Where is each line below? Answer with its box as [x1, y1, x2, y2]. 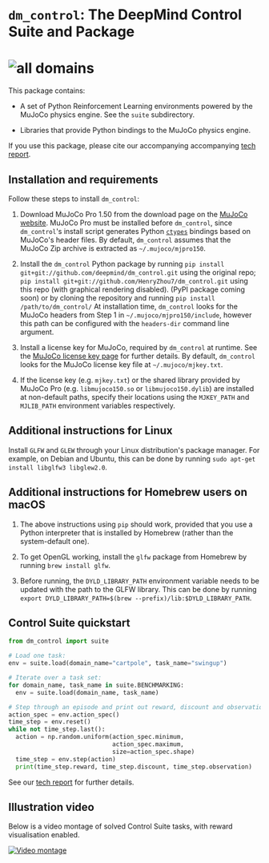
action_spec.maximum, [111, 740, 184, 748]
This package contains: [8, 86, 86, 95]
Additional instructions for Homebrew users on [8, 486, 248, 499]
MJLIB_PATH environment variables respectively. [19, 401, 176, 410]
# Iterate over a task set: [8, 674, 102, 682]
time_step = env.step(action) [15, 755, 116, 763]
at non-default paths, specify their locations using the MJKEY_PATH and [19, 392, 250, 401]
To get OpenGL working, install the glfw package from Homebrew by [19, 551, 247, 562]
